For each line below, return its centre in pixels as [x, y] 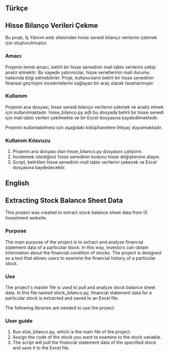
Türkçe [17, 8]
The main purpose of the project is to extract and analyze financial [74, 242]
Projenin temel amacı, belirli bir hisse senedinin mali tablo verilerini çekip [80, 67]
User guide [19, 321]
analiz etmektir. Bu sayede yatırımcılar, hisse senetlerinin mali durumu [77, 72]
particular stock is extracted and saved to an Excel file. [62, 298]
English [17, 183]
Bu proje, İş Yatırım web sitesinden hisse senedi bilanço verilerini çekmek [81, 38]
